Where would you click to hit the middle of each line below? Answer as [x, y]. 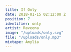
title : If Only [21, 10]
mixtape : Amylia [22, 42]
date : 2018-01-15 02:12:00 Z [35, 14]
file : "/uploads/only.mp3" [33, 38]
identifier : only [23, 24]
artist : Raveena [22, 28]
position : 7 [17, 19]
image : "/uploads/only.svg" [34, 33]
